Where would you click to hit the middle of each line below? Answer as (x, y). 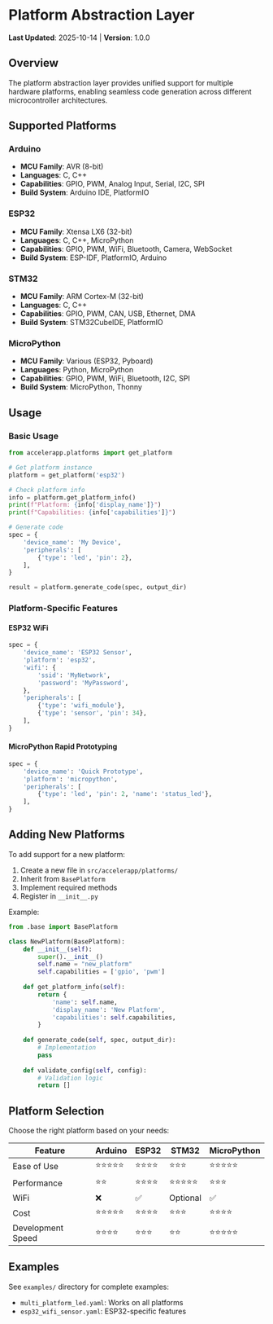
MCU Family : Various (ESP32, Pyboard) (87, 361)
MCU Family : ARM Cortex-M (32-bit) (82, 297)
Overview (34, 63)
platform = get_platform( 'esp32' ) (67, 475)
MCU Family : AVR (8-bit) (62, 167)
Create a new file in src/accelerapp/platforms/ (99, 870)
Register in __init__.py (59, 896)
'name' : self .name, (84, 1002)
